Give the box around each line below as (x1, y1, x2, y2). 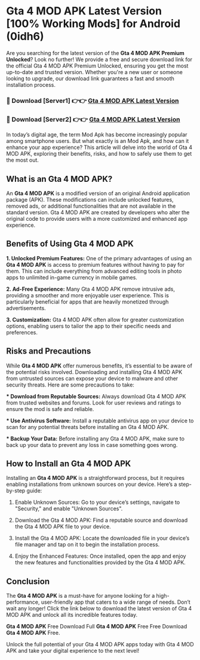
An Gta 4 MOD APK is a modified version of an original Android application (6, 190, 190, 197)
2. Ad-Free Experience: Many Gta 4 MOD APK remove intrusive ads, (6, 285, 175, 293)
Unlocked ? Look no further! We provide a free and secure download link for (6, 56, 193, 63)
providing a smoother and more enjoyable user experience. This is (6, 291, 169, 299)
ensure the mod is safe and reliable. (6, 405, 94, 412)
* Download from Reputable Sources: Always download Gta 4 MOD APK (6, 393, 186, 400)
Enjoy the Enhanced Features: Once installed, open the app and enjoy (14, 552, 186, 560)
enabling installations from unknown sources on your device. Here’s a (6, 480, 177, 488)
